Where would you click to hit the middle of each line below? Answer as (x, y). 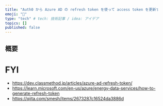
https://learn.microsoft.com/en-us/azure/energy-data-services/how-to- (84, 88)
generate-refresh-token (36, 93)
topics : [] (16, 23)
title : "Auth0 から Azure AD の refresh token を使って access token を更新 (81, 9)
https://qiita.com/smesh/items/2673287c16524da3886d (68, 99)
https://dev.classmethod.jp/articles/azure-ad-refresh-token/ (72, 83)
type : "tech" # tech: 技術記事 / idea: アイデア (52, 18)
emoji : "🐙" (16, 14)
